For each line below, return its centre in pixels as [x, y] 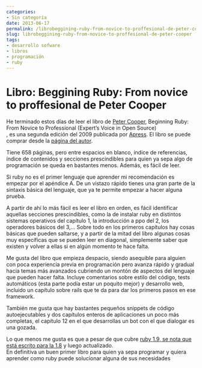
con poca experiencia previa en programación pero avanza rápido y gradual [100, 265]
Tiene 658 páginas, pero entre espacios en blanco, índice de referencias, [97, 153]
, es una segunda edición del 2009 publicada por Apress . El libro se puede [99, 135]
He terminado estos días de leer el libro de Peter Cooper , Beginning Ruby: [98, 122]
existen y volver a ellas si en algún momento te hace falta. [78, 246]
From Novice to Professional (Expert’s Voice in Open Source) [81, 128]
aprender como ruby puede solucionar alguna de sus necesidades [88, 358]
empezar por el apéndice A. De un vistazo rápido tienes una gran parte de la [101, 183]
